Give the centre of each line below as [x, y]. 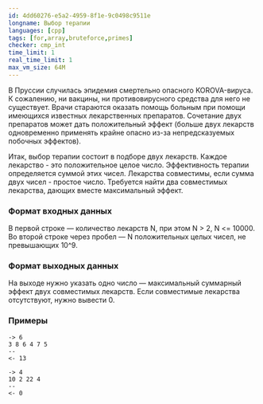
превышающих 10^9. [43, 245]
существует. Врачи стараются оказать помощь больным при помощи [127, 107]
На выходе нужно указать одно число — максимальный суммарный [125, 283]
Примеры [28, 321]
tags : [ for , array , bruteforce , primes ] [71, 38]
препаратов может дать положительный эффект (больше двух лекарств [131, 124]
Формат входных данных [60, 210]
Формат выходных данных [64, 265]
